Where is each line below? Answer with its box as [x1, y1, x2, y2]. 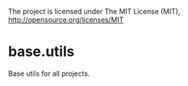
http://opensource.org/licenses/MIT [8, 15, 124, 24]
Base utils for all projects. [8, 69, 90, 78]
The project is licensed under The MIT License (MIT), [8, 7, 181, 16]
